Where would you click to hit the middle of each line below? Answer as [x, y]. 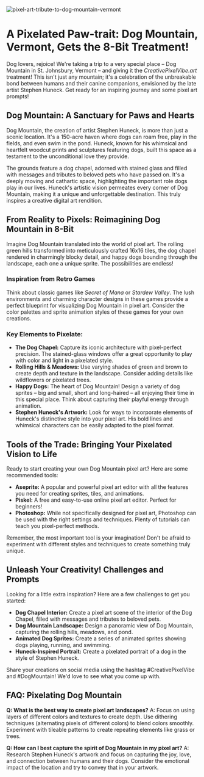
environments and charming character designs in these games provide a [97, 298]
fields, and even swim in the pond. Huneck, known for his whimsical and [97, 143]
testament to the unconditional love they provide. [68, 156]
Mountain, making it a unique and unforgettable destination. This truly [93, 194]
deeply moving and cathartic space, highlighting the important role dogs [97, 181]
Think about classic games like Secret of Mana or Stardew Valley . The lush [100, 292]
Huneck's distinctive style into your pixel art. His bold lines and [94, 419]
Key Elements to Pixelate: [45, 334]
